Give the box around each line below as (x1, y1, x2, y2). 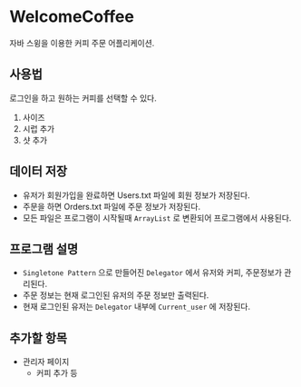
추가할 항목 (9, 330, 68, 346)
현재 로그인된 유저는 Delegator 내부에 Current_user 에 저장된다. (22, 302, 251, 313)
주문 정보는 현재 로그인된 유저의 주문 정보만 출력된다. (22, 290, 209, 301)
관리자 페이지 (22, 356, 70, 367)
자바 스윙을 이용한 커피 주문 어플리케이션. (9, 37, 155, 48)
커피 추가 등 (35, 368, 78, 379)
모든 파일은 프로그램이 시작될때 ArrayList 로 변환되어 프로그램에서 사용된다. (22, 212, 292, 223)
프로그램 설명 (9, 241, 79, 256)
